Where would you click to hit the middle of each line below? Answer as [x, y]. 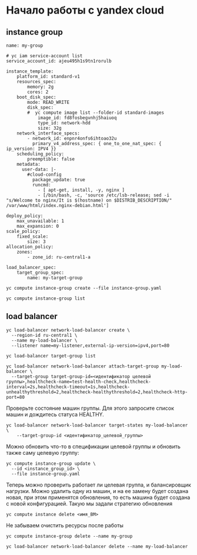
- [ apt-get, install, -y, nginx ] [81, 190]
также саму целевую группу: [43, 452]
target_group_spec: [41, 272]
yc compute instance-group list [46, 298]
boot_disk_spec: [37, 97]
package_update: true [59, 180]
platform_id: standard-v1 [49, 77]
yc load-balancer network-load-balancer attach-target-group [83, 366]
